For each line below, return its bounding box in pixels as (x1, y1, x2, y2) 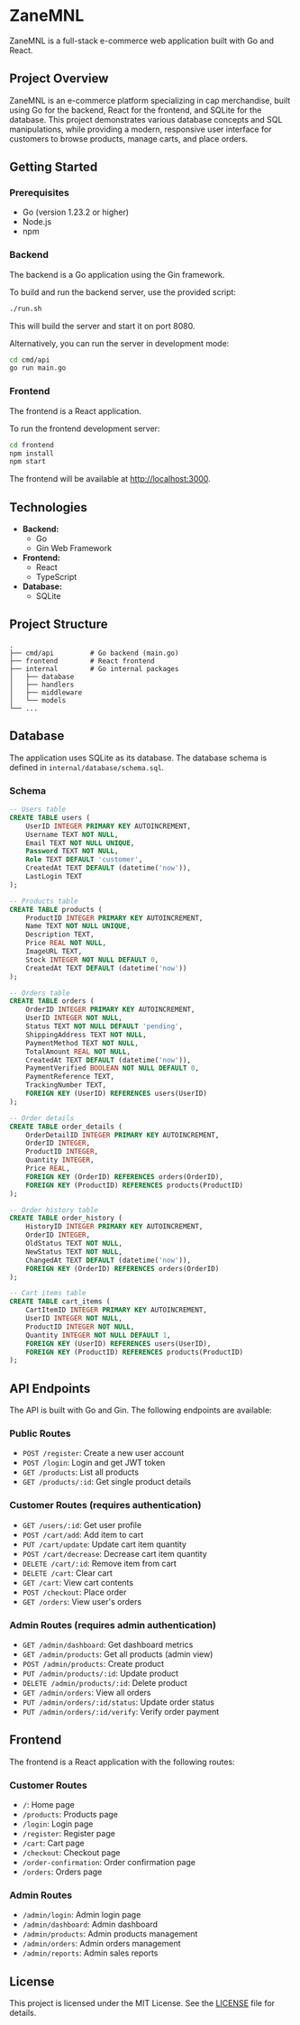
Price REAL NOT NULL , (25, 939, 106, 948)
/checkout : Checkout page (22, 1847, 121, 1858)
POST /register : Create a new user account (22, 1448, 185, 1459)
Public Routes (9, 1427, 71, 1440)
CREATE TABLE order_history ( (9, 1214, 123, 1223)
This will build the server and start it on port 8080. (9, 320, 195, 331)
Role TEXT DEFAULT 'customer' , (25, 855, 143, 864)
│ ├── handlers (9, 680, 75, 689)
